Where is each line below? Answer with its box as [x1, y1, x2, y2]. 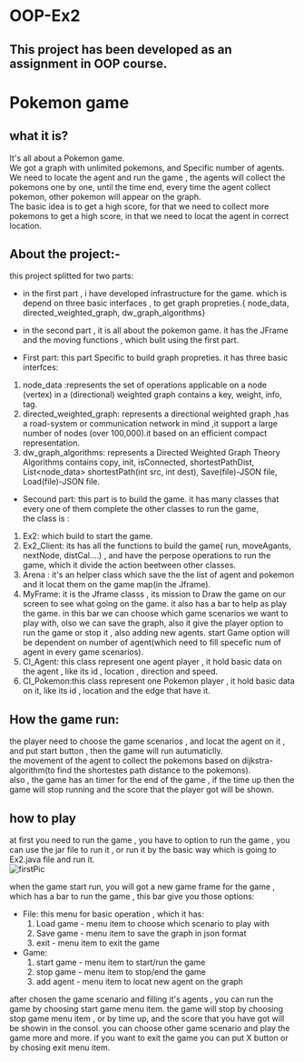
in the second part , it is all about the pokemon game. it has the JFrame [22, 325, 289, 336]
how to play [9, 810, 77, 826]
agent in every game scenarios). [22, 646, 143, 657]
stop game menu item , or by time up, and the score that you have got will [9, 1013, 285, 1024]
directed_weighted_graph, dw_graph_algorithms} [22, 307, 206, 318]
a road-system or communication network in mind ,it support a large [22, 418, 279, 429]
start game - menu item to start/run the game [35, 957, 206, 968]
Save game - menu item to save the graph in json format [35, 928, 247, 939]
